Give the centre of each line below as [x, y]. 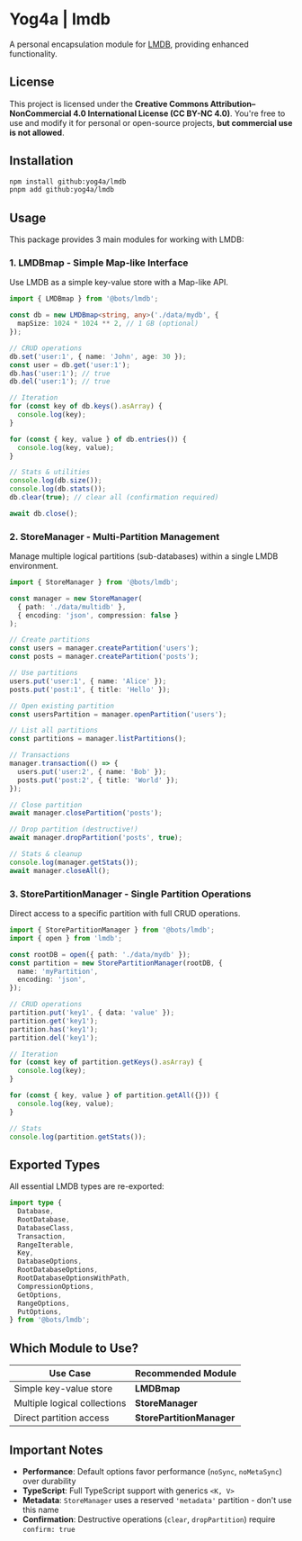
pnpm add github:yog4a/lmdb [62, 190]
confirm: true [49, 1529]
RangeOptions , [44, 1303]
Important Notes [56, 1450]
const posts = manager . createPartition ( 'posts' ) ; [104, 657]
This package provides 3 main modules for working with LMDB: [127, 239]
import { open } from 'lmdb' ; [66, 938]
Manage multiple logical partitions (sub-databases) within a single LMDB [144, 556]
